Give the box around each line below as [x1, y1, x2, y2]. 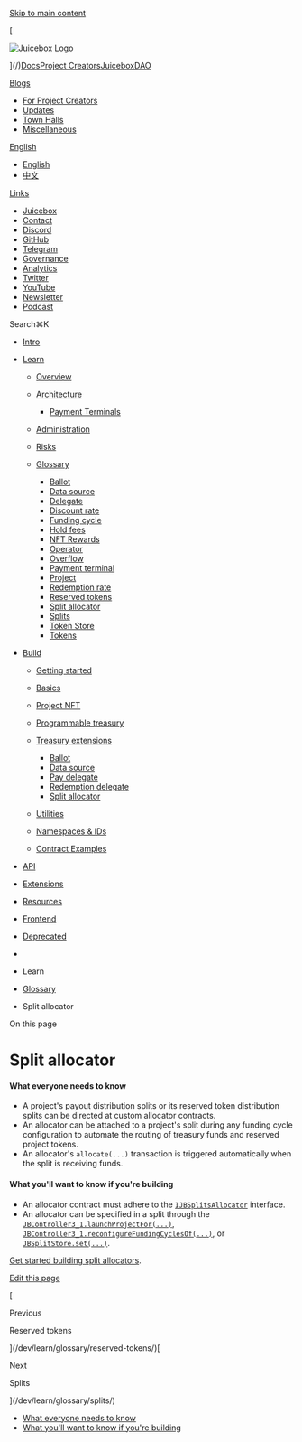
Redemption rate [49, 582, 112, 593]
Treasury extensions [35, 735, 113, 745]
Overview [35, 371, 72, 382]
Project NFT [35, 700, 81, 710]
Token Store [49, 621, 95, 631]
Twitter [22, 273, 50, 283]
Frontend [22, 913, 57, 924]
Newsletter [22, 292, 64, 302]
